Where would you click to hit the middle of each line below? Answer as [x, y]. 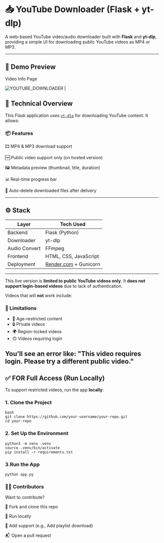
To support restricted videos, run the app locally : [54, 390]
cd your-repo [18, 421]
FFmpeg [55, 248]
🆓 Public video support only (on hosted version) [54, 157]
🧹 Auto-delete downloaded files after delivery [51, 190]
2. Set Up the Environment [37, 434]
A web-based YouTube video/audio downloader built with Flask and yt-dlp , [81, 37]
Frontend [18, 256]
